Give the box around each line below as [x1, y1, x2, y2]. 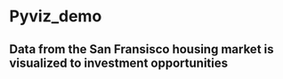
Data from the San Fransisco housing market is [9, 42, 274, 57]
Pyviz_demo [9, 6, 102, 27]
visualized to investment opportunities [9, 55, 229, 70]
